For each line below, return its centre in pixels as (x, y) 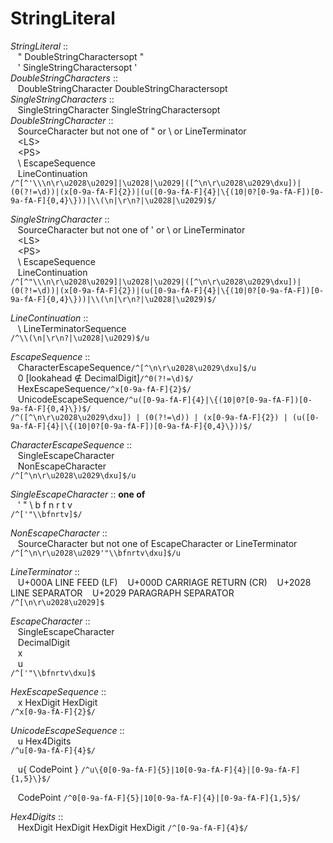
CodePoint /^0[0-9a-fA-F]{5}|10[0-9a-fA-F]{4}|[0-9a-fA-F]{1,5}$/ (159, 797)
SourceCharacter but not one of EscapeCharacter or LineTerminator (157, 543)
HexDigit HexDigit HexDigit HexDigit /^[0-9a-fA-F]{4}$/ (133, 827)
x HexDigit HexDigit (57, 702)
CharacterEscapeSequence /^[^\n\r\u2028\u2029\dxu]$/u (137, 367)
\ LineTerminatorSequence (72, 328)
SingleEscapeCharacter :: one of (78, 494)
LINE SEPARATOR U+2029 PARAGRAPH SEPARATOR (122, 593)
